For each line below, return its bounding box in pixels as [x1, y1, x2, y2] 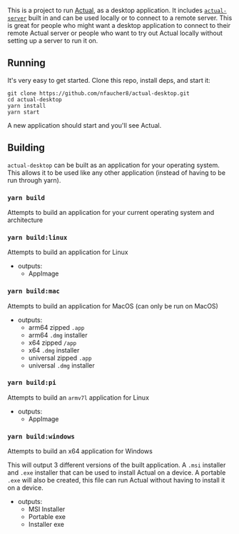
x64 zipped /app [28, 338, 77, 347]
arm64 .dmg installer [28, 331, 88, 339]
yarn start [7, 109, 40, 116]
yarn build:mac [7, 287, 61, 296]
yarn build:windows [7, 432, 75, 440]
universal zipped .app [28, 353, 92, 362]
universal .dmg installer [28, 361, 95, 370]
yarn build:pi [7, 378, 56, 387]
